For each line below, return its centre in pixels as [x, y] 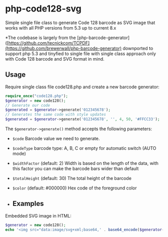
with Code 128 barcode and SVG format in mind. [55, 59]
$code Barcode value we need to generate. [56, 139]
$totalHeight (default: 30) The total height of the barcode [72, 178]
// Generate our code [28, 105]
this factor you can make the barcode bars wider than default [75, 169]
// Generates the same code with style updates [56, 115]
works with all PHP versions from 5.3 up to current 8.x [61, 28]
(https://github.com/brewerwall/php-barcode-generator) [63, 48]
